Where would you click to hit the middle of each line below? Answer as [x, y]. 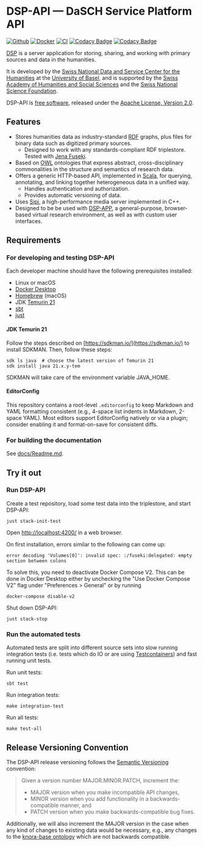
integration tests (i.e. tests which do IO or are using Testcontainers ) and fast [101, 654]
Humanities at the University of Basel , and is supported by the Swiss [92, 78]
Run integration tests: [33, 695]
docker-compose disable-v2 [41, 596]
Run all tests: [22, 718]
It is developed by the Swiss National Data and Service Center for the [93, 71]
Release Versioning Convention [68, 747]
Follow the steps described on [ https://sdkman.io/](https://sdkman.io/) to [98, 343]
